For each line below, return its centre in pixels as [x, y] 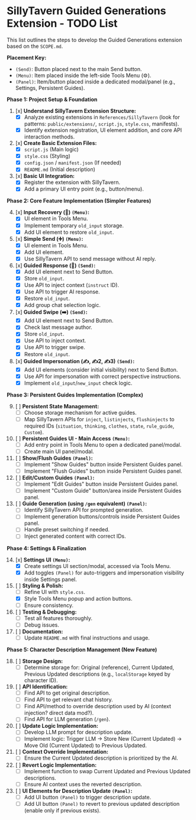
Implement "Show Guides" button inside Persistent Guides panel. [103, 464]
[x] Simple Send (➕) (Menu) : [49, 238]
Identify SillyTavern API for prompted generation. [84, 510]
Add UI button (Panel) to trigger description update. [88, 797]
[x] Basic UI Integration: [45, 176]
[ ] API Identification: [41, 687]
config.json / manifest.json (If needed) [73, 163]
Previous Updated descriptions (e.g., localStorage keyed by [97, 674]
